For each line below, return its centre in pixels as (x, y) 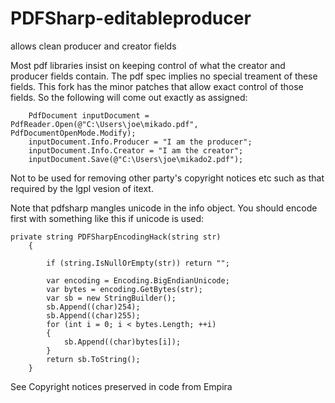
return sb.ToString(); (93, 359)
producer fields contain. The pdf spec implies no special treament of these (164, 76)
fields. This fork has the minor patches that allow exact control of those (157, 86)
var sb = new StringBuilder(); (111, 298)
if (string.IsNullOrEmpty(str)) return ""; (138, 263)
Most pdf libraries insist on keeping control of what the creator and (148, 65)
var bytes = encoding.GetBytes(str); (124, 289)
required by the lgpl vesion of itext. (82, 188)
